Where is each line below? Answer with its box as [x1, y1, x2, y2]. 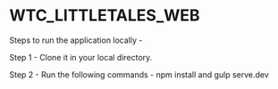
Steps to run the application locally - [9, 35, 143, 45]
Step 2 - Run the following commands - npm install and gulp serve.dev [9, 69, 270, 80]
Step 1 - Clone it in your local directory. [9, 52, 153, 62]
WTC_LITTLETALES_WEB [9, 5, 200, 26]
